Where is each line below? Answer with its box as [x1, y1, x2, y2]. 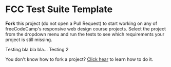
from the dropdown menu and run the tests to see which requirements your [5, 31, 165, 37]
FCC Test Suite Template [5, 4, 113, 15]
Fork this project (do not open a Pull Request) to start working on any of [5, 20, 158, 26]
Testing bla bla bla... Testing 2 [5, 46, 69, 52]
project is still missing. [5, 37, 52, 43]
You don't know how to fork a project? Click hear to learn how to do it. [5, 56, 154, 62]
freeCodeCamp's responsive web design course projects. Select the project [5, 25, 166, 31]
